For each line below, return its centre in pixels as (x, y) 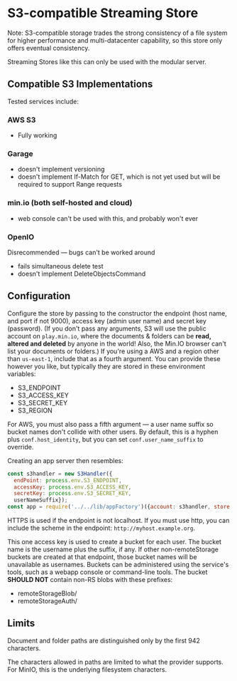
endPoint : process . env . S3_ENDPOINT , (68, 480)
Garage (20, 153)
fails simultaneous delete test (60, 266)
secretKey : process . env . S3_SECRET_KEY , (73, 494)
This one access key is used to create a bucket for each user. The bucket (115, 542)
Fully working (37, 135)
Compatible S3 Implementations (80, 84)
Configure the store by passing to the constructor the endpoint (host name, (117, 313)
